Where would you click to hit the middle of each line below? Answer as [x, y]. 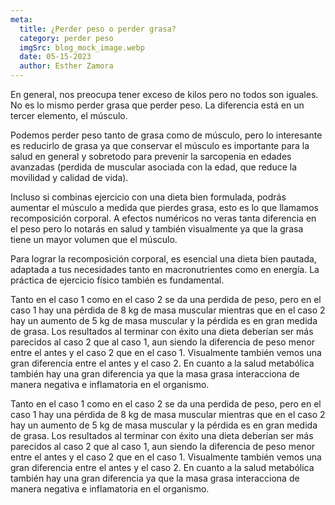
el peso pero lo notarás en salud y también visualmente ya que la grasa [157, 229]
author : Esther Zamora [66, 66]
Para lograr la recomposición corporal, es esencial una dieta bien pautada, [163, 259]
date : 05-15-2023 [55, 57]
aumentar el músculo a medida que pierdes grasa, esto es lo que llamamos [164, 207]
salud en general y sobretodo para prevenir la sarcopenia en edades [151, 156]
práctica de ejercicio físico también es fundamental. [117, 280]
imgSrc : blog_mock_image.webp [82, 47]
